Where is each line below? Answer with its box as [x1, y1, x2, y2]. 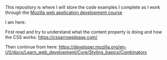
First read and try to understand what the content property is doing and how [5, 29, 162, 34]
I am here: [5, 19, 26, 25]
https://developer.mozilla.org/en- [58, 44, 127, 49]
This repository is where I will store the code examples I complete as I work [5, 4, 160, 10]
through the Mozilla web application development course [5, 9, 122, 15]
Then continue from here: [5, 44, 58, 49]
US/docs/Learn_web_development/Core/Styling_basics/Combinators [5, 49, 147, 55]
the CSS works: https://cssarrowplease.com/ [5, 34, 97, 40]
